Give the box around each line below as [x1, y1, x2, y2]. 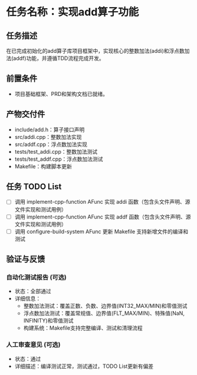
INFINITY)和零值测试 [23, 317, 74, 324]
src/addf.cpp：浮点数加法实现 [14, 141, 87, 148]
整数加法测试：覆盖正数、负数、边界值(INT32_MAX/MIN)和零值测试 [23, 303, 188, 310]
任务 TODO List [6, 182, 62, 192]
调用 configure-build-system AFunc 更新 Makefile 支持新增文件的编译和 [14, 228, 189, 235]
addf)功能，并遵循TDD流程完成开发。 [13, 55, 104, 62]
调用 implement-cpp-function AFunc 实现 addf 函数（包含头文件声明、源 [14, 213, 191, 220]
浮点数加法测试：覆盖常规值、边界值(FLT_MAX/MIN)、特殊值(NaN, [23, 310, 185, 317]
